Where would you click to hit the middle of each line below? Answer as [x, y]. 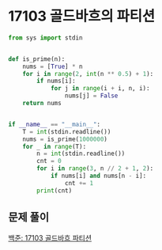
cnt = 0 [49, 161]
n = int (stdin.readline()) [81, 154]
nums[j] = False [91, 96]
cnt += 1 [79, 183]
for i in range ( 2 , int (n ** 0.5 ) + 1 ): [88, 74]
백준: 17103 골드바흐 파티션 [50, 237]
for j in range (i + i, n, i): [100, 89]
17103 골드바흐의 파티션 [82, 16]
